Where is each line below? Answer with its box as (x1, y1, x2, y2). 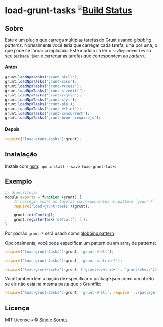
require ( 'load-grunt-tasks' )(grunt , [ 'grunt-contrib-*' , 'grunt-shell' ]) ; (5, 267, 160, 272)
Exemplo (5, 177, 32, 186)
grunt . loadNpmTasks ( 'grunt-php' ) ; (5, 102, 75, 107)
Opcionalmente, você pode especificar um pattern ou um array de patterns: (5, 240, 156, 246)
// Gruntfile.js (5, 190, 38, 195)
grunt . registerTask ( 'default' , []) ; (14, 217, 88, 222)
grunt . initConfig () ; (14, 212, 55, 218)
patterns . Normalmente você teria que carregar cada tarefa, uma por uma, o (5, 42, 158, 48)
